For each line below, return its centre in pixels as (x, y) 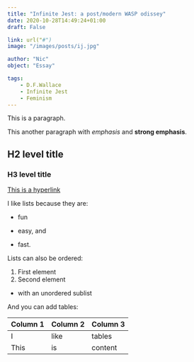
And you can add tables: (43, 307)
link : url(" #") (30, 40)
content (104, 348)
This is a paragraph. (36, 118)
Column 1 (28, 325)
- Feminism (36, 98)
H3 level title (29, 174)
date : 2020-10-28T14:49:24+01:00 (57, 21)
